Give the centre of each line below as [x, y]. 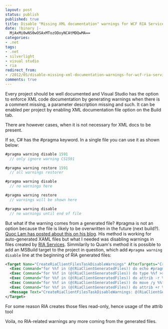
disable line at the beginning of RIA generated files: [58, 255]
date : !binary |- [23, 28]
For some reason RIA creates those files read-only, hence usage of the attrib [84, 306]
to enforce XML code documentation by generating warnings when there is [82, 99]
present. [14, 130]
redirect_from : [21, 70]
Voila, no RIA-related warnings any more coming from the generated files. [81, 321]
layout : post [19, 10]
